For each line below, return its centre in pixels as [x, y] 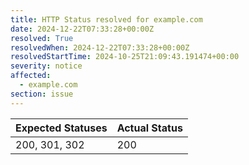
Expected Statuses [61, 128]
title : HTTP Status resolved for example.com [106, 19]
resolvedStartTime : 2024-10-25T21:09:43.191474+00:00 [125, 57]
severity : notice [46, 66]
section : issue [42, 94]
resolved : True [42, 38]
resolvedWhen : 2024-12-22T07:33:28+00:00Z [100, 47]
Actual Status [149, 128]
